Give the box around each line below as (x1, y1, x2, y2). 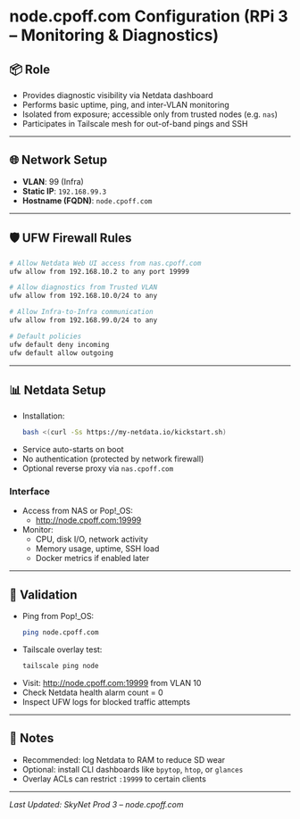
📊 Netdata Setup (9, 382, 106, 398)
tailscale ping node (21, 662, 99, 671)
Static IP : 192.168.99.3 (21, 186, 107, 196)
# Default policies (9, 332, 82, 341)
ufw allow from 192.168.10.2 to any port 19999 (9, 267, 190, 276)
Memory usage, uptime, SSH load (35, 543, 160, 554)
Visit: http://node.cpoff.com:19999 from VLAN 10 (21, 678, 202, 689)
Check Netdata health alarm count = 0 (21, 687, 163, 698)
